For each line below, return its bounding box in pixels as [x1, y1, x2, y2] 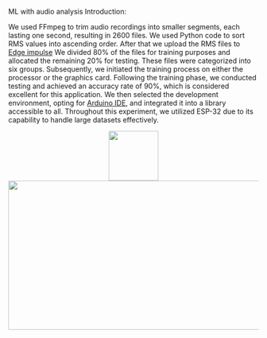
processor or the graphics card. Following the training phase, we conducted [8, 73, 257, 82]
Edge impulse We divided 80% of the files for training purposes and [8, 48, 230, 56]
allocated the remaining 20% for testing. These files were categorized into [8, 56, 252, 65]
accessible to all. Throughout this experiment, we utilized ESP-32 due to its [8, 107, 254, 116]
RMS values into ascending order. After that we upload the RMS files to [8, 39, 241, 49]
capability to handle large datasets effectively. [8, 115, 159, 124]
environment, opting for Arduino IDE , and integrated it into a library [8, 99, 226, 107]
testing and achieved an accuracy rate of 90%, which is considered [8, 81, 230, 91]
